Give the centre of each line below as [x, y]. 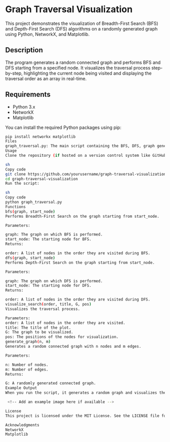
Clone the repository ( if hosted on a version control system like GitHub [86, 156]
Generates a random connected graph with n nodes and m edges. [73, 347]
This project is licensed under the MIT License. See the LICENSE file [82, 416]
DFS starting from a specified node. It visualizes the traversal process [78, 67]
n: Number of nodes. [27, 365]
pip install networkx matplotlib [40, 137]
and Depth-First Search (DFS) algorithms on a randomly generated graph [81, 28]
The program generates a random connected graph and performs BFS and [83, 62]
